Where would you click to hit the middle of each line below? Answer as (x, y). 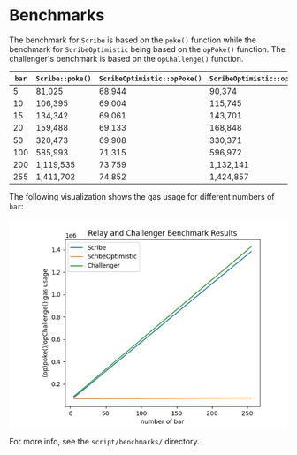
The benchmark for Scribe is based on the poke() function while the (133, 40)
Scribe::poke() (64, 79)
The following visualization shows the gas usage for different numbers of (142, 196)
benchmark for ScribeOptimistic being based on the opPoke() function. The (147, 49)
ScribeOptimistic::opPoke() (150, 79)
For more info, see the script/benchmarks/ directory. (105, 441)
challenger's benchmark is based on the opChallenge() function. (126, 58)
